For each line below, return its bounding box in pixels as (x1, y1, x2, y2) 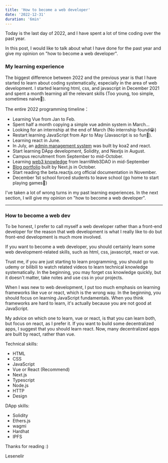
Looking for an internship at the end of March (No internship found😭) (12, 126, 156, 132)
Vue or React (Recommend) (12, 366, 70, 372)
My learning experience (5, 63, 64, 70)
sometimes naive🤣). (5, 95, 46, 101)
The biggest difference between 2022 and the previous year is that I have (5, 74, 157, 80)
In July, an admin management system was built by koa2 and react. (12, 142, 151, 148)
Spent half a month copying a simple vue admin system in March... (12, 121, 150, 127)
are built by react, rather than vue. (5, 331, 75, 337)
